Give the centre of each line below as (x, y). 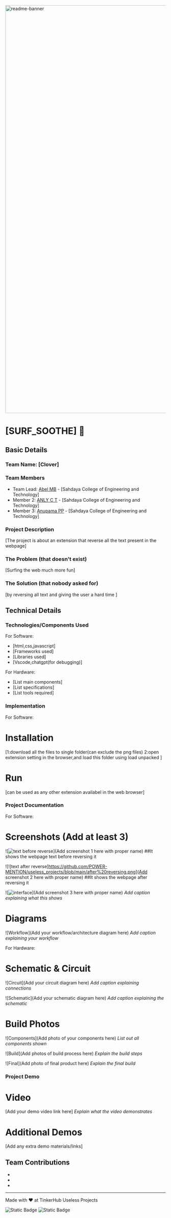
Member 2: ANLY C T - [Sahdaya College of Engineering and (76, 500)
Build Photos (33, 1024)
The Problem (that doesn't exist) (46, 559)
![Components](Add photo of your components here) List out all (72, 1038)
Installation (30, 737)
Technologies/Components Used (47, 625)
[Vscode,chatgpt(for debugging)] (47, 662)
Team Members (25, 478)
